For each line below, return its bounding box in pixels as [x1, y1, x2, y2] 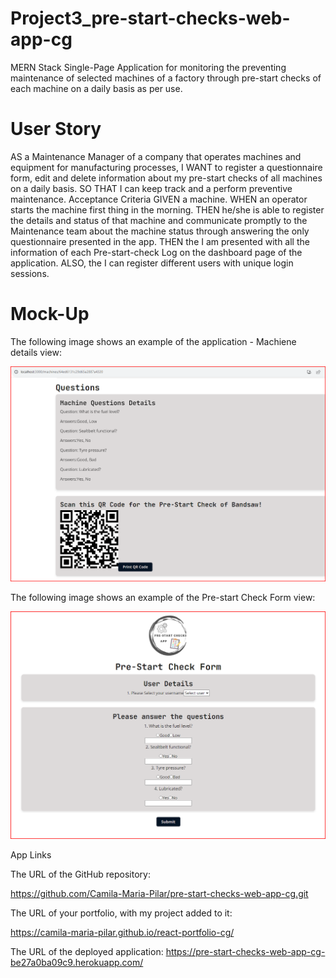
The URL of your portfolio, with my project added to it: [10, 907, 233, 919]
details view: [10, 346, 63, 358]
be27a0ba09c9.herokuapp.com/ [10, 956, 144, 968]
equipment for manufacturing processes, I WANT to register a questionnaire [10, 161, 323, 173]
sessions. [10, 267, 50, 279]
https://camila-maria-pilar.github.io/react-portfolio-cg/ [10, 926, 235, 938]
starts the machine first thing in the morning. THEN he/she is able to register [10, 203, 325, 216]
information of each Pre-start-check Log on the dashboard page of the [10, 246, 303, 258]
